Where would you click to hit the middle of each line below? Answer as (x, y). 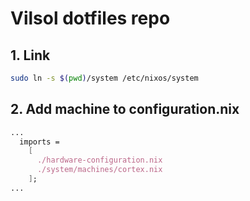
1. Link (30, 55)
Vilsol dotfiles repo (90, 18)
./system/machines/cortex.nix (99, 170)
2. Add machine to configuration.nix (125, 109)
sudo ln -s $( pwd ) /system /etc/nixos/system (104, 78)
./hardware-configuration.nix (99, 160)
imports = (39, 142)
